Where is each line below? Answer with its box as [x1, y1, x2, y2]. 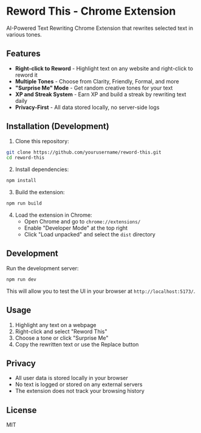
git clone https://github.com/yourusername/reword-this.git [6, 149, 162, 155]
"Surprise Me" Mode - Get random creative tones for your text [15, 84, 173, 91]
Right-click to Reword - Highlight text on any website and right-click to [15, 65, 193, 72]
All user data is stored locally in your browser [15, 375, 129, 382]
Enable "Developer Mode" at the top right [24, 224, 128, 232]
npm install [6, 178, 36, 184]
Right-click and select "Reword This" [15, 328, 107, 335]
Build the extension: [15, 189, 65, 196]
